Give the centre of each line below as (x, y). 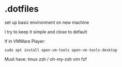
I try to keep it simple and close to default (46, 32)
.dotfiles (22, 9)
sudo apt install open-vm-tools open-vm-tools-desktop (61, 50)
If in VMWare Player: (25, 41)
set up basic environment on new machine (47, 22)
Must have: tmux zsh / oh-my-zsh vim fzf (46, 59)
